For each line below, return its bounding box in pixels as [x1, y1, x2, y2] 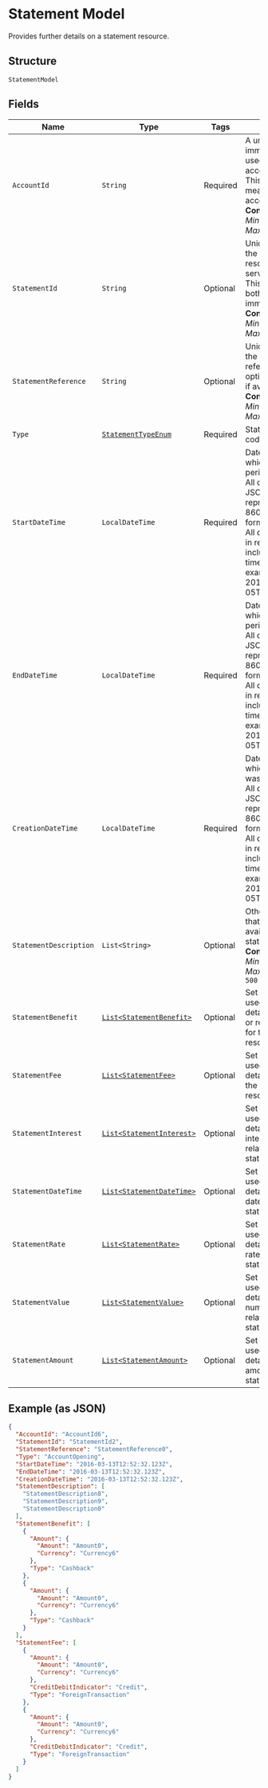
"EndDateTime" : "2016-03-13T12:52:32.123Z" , [15, 1467, 166, 1476]
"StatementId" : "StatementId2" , [15, 1438, 124, 1446]
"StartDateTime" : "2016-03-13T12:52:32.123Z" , [15, 1460, 173, 1468]
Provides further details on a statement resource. [8, 31, 170, 41]
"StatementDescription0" [22, 1505, 105, 1513]
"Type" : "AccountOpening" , [15, 1453, 105, 1461]
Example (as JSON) [8, 1402, 106, 1415]
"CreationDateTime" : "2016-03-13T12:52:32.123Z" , [15, 1475, 183, 1483]
